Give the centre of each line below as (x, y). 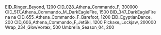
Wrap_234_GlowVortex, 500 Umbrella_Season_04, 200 (60, 27)
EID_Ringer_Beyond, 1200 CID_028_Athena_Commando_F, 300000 (72, 7)
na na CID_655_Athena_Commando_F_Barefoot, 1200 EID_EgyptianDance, (78, 17)
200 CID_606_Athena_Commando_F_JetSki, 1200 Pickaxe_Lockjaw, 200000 (81, 22)
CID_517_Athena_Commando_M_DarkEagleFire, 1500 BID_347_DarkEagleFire (80, 12)
